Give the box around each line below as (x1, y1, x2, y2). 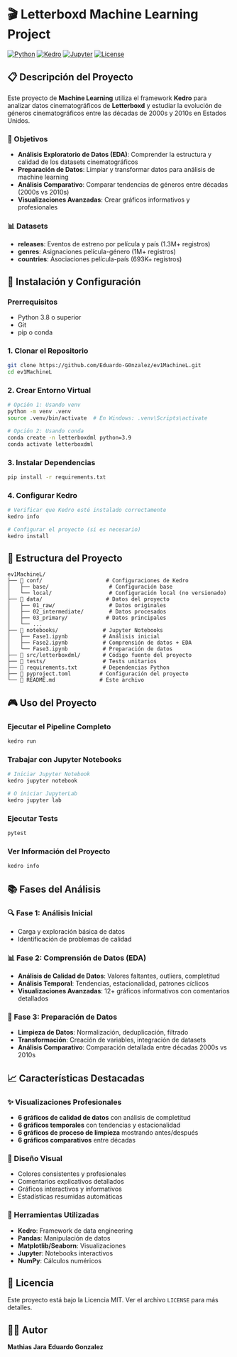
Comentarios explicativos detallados (17, 1177, 124, 1186)
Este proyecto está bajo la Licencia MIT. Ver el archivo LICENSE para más (7, 1296, 219, 1304)
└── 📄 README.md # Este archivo (7, 677, 144, 684)
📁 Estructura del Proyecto (7, 552, 123, 564)
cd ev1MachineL (7, 369, 53, 376)
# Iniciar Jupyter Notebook (7, 770, 91, 778)
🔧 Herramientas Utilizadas (7, 1210, 99, 1220)
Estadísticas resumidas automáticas (17, 1192, 123, 1201)
